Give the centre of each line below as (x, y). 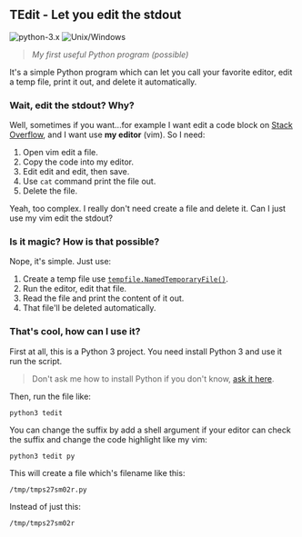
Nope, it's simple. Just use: (60, 262)
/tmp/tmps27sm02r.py (49, 490)
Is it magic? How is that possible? (85, 242)
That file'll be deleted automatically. (89, 308)
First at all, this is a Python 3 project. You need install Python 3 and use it (146, 351)
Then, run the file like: (50, 396)
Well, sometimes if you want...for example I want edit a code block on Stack (151, 125)
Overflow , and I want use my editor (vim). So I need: (107, 134)
